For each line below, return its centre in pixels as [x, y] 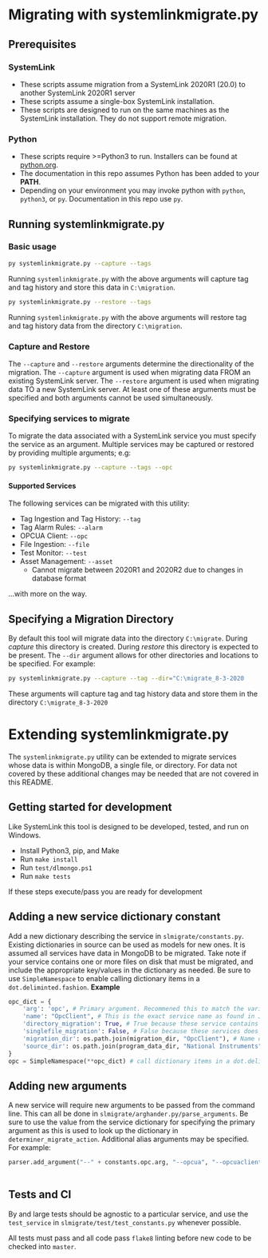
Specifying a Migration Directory [91, 619]
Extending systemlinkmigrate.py [119, 735]
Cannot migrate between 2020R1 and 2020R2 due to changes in [137, 570]
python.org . [39, 165]
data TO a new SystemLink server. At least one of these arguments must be [132, 389]
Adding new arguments [68, 1086]
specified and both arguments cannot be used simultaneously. [111, 397]
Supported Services [42, 485]
